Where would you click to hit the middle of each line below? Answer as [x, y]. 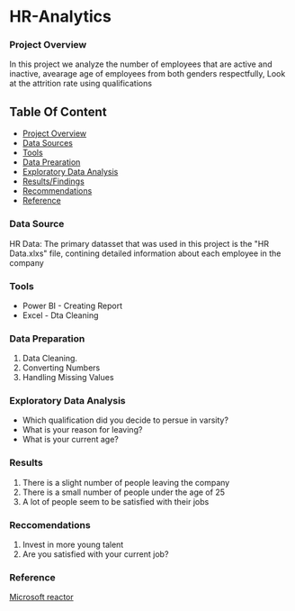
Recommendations [57, 191]
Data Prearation [51, 162]
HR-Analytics [61, 17]
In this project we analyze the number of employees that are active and [141, 64]
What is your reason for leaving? [82, 430]
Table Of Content [58, 111]
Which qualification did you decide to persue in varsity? [125, 420]
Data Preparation [47, 338]
